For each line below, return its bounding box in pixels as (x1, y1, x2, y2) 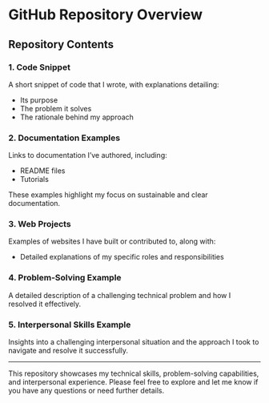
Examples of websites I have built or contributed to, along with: (8, 236, 216, 246)
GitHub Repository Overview (8, 6, 203, 24)
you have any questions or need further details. (8, 386, 165, 396)
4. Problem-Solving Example (8, 272, 122, 284)
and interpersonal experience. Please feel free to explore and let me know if (8, 377, 259, 387)
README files (19, 166, 66, 175)
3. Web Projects (8, 219, 71, 230)
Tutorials (19, 175, 50, 184)
